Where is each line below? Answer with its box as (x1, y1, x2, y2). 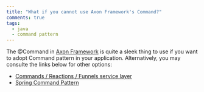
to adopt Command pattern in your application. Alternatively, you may (6, 54, 181, 62)
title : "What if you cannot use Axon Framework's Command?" (6, 8, 163, 15)
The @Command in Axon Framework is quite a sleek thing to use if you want (6, 48, 198, 55)
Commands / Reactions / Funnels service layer (15, 73, 132, 80)
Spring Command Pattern (15, 79, 79, 87)
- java (12, 25, 29, 32)
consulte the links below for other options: (6, 61, 113, 68)
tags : (6, 20, 20, 26)
